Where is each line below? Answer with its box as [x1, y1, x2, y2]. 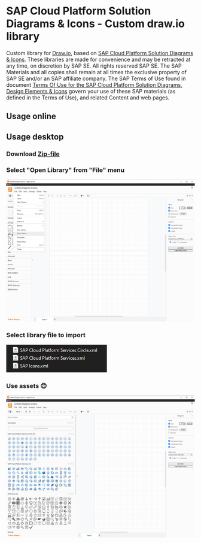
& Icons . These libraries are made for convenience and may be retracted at [6, 56, 191, 63]
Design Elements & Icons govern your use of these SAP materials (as [6, 87, 176, 95]
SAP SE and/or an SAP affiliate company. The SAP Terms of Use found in [6, 75, 186, 82]
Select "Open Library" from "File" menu [6, 166, 124, 174]
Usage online [6, 111, 56, 122]
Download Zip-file [6, 150, 60, 158]
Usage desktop [6, 132, 64, 142]
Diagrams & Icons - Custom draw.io [6, 17, 185, 31]
